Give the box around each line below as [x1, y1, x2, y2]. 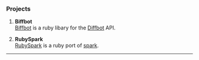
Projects [6, 5, 31, 13]
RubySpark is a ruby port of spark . [14, 42, 99, 49]
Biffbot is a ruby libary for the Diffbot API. [14, 24, 116, 31]
